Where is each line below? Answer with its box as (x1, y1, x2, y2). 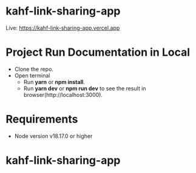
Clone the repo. (14, 65, 54, 73)
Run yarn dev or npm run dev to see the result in (23, 85, 146, 92)
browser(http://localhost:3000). (23, 91, 103, 98)
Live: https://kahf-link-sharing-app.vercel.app (5, 24, 120, 31)
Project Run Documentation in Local (5, 45, 191, 59)
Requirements (5, 113, 78, 126)
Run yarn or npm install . (23, 78, 86, 85)
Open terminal (14, 71, 50, 79)
